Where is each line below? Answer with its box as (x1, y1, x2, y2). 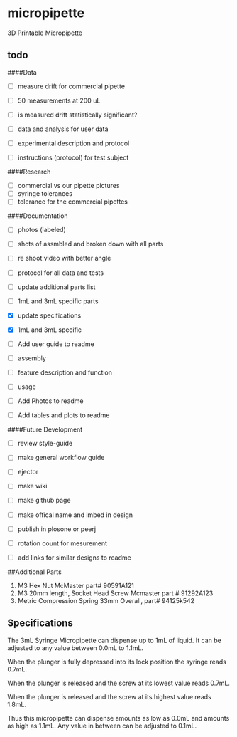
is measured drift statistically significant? (17, 110, 138, 119)
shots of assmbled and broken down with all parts (17, 240, 164, 249)
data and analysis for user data (17, 125, 109, 133)
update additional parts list (17, 283, 96, 291)
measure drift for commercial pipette (17, 82, 126, 90)
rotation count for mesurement (17, 539, 108, 548)
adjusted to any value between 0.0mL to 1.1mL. (7, 643, 144, 652)
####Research (7, 167, 51, 176)
